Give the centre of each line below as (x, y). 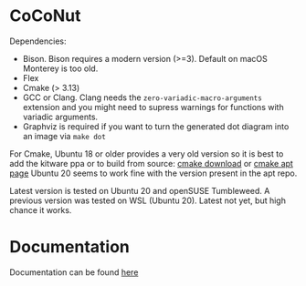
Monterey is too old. (60, 68)
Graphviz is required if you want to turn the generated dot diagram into (156, 126)
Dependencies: (38, 41)
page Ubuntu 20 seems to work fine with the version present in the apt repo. (153, 173)
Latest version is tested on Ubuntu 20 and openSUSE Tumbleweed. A (140, 190)
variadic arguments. (60, 117)
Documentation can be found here (74, 272)
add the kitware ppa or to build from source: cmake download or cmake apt (152, 163)
